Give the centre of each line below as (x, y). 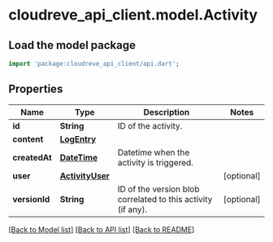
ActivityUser (84, 175)
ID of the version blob (158, 189)
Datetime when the (154, 152)
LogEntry (78, 139)
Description (167, 112)
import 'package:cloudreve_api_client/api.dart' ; (94, 64)
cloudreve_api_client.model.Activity (133, 15)
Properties (36, 89)
